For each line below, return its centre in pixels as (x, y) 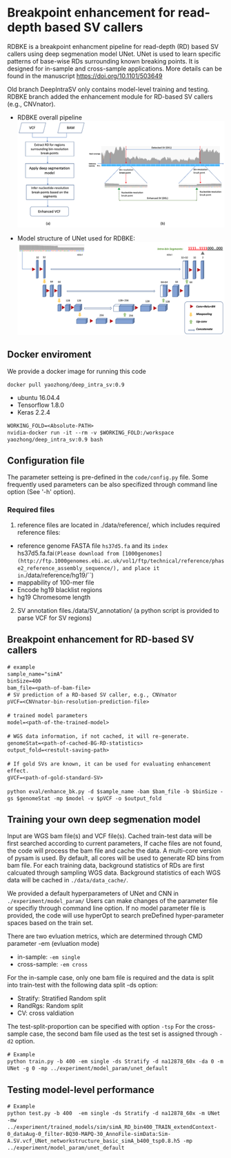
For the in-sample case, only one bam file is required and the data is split (111, 978)
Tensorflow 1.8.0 (40, 405)
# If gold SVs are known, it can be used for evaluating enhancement (109, 764)
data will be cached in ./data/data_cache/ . (68, 880)
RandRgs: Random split (50, 1006)
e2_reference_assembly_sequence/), (68, 568)
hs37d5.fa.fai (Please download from (68, 553)
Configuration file (46, 461)
